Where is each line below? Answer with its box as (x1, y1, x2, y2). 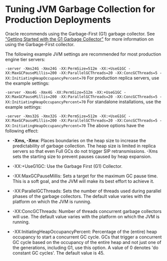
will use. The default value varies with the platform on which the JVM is (12, 213, 160, 219)
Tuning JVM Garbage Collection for (5, 4, 155, 15)
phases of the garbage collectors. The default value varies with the (12, 193, 151, 199)
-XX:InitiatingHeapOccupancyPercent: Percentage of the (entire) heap (12, 228, 157, 234)
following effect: (5, 128, 39, 134)
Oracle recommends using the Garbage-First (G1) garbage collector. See (5, 31, 155, 37)
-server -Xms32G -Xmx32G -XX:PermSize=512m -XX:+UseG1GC (5, 114, 126, 119)
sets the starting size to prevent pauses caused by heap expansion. (12, 153, 152, 159)
